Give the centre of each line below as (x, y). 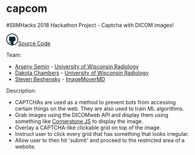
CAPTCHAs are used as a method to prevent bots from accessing (95, 102)
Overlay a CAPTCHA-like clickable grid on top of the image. (88, 128)
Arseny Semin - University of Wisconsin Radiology (77, 66)
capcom (27, 9)
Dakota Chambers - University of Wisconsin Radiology (82, 73)
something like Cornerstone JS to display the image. (79, 121)
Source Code (34, 43)
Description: (21, 91)
